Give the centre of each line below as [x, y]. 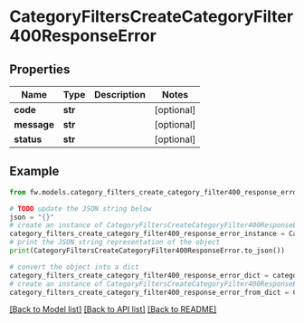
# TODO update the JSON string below [81, 209]
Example [34, 171]
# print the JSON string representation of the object [115, 242]
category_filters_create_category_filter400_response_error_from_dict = [149, 292]
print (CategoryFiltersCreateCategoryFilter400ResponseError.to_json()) [147, 251]
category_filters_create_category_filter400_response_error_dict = [139, 275]
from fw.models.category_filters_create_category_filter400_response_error [155, 192]
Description [120, 95]
